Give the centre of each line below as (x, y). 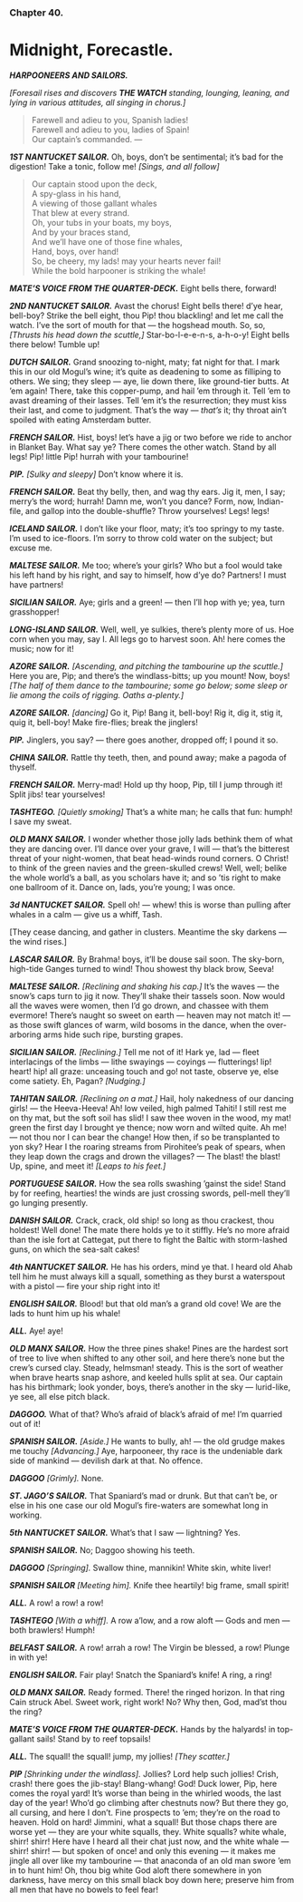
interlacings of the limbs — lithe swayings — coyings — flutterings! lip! (141, 1062)
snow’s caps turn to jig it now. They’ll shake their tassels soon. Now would (147, 995)
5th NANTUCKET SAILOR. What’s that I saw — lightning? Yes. (125, 1532)
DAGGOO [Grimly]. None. (57, 1478)
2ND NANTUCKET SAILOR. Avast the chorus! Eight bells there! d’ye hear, (146, 306)
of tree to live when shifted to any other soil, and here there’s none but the (147, 1358)
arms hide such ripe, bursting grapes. (113, 1034)
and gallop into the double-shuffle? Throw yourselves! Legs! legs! (147, 510)
